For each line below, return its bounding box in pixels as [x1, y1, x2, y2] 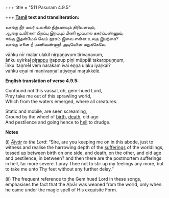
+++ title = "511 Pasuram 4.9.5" [5, 5, 71, 10]
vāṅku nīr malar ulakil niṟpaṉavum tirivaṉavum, [5, 52, 104, 58]
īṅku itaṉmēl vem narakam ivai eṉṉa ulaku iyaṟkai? [5, 62, 111, 68]
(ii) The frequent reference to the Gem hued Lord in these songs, [5, 176, 142, 182]
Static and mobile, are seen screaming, [5, 108, 88, 114]
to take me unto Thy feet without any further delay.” [5, 166, 114, 172]
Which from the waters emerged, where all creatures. [5, 98, 118, 104]
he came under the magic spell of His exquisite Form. [5, 187, 117, 193]
